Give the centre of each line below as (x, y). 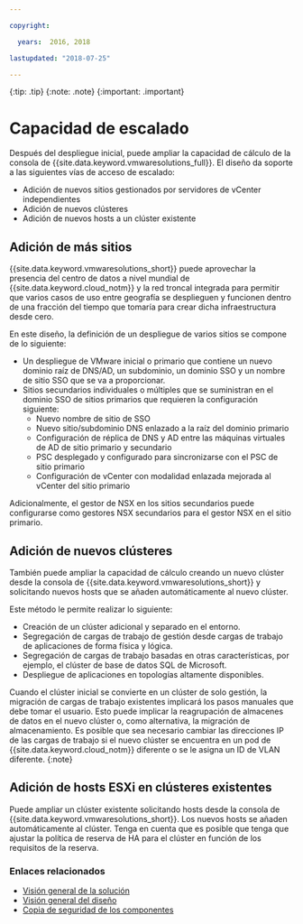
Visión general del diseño (69, 901)
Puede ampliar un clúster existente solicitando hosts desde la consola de (145, 809)
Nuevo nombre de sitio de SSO (93, 419)
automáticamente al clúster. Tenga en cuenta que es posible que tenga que (149, 828)
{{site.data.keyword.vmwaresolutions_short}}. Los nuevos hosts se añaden (148, 818)
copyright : (30, 25)
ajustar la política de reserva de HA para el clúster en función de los (135, 838)
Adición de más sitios (71, 247)
